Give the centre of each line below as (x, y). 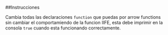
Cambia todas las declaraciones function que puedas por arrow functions (83, 17)
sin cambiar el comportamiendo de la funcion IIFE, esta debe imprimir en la (84, 23)
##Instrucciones (22, 7)
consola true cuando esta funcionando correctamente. (63, 28)
